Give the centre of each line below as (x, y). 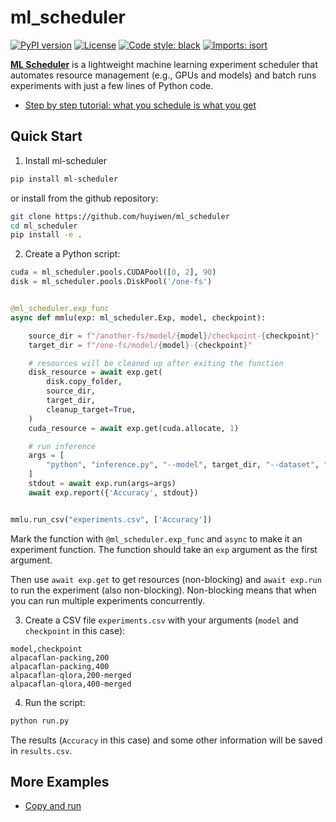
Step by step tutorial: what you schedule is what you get (140, 105)
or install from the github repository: (84, 198)
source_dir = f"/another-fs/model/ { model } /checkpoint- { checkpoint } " (174, 336)
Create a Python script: (72, 254)
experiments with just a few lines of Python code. (112, 85)
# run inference (62, 446)
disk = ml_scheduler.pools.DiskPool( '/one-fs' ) (111, 282)
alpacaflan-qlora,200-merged (71, 675)
